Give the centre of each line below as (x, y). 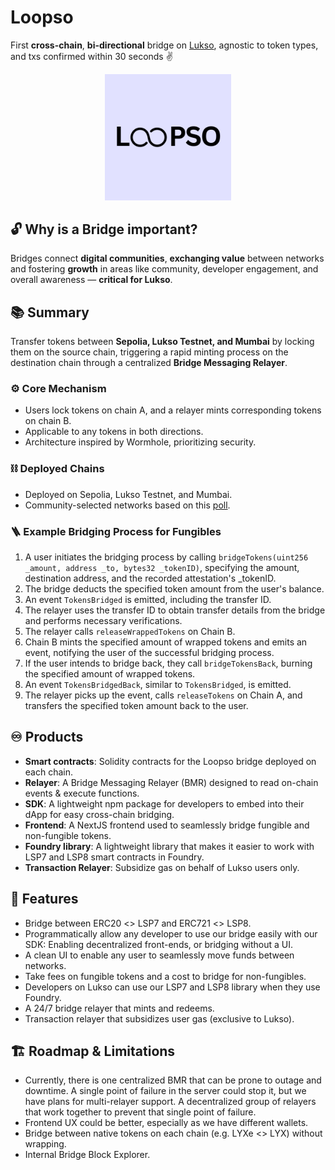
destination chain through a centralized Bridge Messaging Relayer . (149, 363)
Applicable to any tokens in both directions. (114, 432)
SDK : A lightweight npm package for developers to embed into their (164, 803)
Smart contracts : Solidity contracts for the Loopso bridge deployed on (170, 761)
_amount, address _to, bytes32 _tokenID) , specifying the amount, (162, 568)
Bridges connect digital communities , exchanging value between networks (167, 258)
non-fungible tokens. (68, 835)
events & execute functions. (82, 793)
